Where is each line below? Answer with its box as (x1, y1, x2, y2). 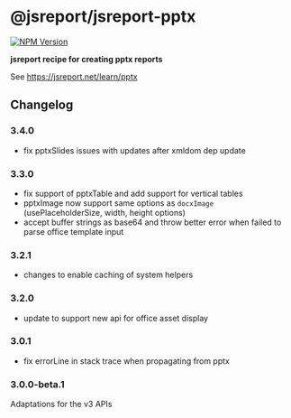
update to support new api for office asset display (23, 312, 209, 323)
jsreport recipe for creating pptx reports (10, 53, 163, 64)
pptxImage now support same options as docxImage (23, 197, 214, 209)
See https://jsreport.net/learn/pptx (10, 70, 138, 82)
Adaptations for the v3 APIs (10, 399, 113, 410)
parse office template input (23, 226, 124, 237)
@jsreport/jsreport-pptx (10, 6, 196, 27)
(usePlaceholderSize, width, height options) (23, 207, 186, 218)
